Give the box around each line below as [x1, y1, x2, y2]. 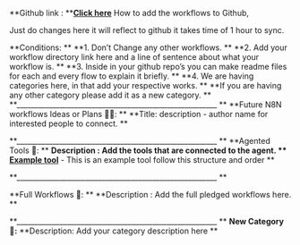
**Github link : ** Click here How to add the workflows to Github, [9, 8, 249, 18]
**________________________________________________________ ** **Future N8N [9, 99, 282, 110]
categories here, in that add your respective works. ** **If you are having [9, 80, 282, 90]
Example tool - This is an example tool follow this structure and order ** [9, 155, 275, 165]
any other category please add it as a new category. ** [9, 89, 212, 100]
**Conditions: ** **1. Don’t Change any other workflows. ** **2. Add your [9, 42, 288, 53]
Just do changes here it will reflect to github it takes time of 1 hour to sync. [9, 25, 285, 35]
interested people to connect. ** [9, 118, 128, 129]
